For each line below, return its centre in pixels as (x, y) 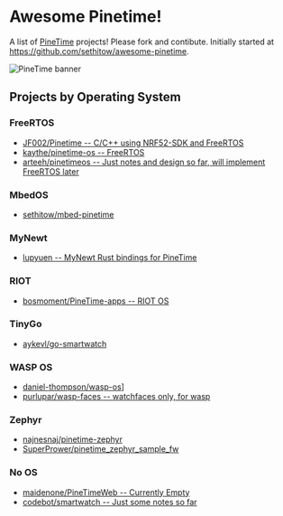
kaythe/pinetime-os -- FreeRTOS (83, 152)
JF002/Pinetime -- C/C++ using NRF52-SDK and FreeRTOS (133, 143)
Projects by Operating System (96, 97)
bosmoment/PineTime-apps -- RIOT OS (96, 301)
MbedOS (29, 194)
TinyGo (26, 324)
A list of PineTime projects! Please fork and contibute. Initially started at (142, 42)
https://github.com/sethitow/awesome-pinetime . (99, 51)
